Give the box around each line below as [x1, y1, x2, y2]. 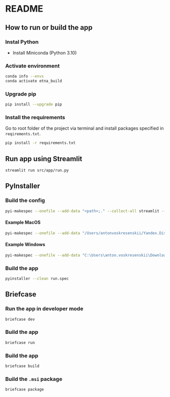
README [5, 3, 44, 15]
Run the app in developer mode [5, 305, 83, 312]
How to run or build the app [5, 23, 93, 32]
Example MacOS [5, 219, 41, 225]
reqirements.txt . [5, 131, 41, 137]
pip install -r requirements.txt [5, 140, 76, 145]
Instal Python [5, 38, 39, 45]
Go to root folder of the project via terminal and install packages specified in [5, 125, 164, 131]
